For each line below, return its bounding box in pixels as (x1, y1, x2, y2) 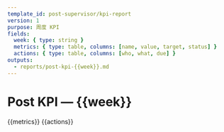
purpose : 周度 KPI (7, 23, 60, 31)
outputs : (7, 57, 33, 64)
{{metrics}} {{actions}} (7, 117, 74, 126)
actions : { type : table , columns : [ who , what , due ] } (13, 50, 176, 57)
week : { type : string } (13, 37, 84, 44)
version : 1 (7, 17, 40, 24)
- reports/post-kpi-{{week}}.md (13, 63, 110, 70)
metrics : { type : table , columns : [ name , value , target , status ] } (13, 43, 218, 50)
